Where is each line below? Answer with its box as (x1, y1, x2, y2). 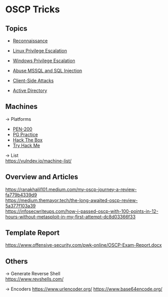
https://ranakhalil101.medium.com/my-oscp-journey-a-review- (5, 186, 137, 192)
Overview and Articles (5, 173, 78, 181)
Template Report (5, 229, 60, 237)
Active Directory (12, 87, 48, 94)
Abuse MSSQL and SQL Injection (12, 68, 82, 73)
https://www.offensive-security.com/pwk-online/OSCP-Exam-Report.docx (5, 242, 162, 248)
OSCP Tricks (5, 4, 60, 15)
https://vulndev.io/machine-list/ (5, 158, 72, 164)
